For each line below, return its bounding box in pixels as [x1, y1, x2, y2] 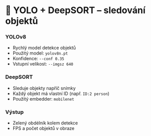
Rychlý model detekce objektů [12, 45, 76, 51]
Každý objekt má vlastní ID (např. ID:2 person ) [12, 90, 110, 97]
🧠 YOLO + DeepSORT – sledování [5, 5, 146, 16]
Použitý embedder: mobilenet [12, 96, 74, 102]
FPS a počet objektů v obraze [12, 125, 74, 131]
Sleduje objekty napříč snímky [12, 85, 76, 91]
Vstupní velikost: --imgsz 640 [12, 61, 73, 67]
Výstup [5, 108, 24, 115]
